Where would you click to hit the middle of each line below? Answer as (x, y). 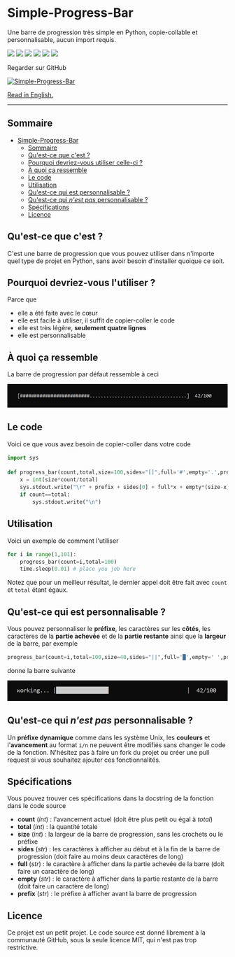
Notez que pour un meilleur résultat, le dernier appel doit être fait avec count (117, 583)
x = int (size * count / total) (59, 480)
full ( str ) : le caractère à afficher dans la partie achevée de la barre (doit (121, 864)
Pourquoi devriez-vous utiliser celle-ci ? (85, 162)
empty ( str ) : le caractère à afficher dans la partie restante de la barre (118, 879)
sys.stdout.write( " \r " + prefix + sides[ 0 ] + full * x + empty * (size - (122, 488)
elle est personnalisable (51, 335)
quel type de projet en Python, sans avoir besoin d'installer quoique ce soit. (116, 261)
